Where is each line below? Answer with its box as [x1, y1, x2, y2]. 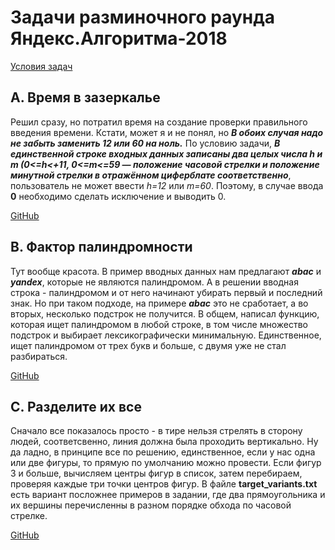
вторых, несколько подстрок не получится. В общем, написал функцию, [10, 307, 320, 320]
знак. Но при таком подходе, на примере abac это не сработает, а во [10, 297, 309, 309]
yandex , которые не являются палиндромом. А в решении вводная [10, 276, 299, 288]
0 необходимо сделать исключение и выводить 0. [10, 190, 227, 202]
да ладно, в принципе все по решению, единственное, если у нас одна [10, 446, 316, 458]
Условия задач [10, 60, 73, 72]
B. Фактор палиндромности [10, 239, 193, 256]
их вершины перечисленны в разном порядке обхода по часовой [10, 499, 292, 511]
